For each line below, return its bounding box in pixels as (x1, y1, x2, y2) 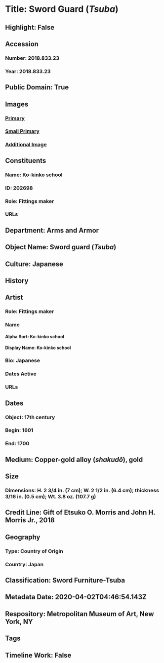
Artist (5, 293, 23, 302)
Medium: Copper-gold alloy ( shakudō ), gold (5, 455, 143, 464)
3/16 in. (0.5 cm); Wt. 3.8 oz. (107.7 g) (5, 493, 96, 500)
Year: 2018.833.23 (5, 68, 51, 75)
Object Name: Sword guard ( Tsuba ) (5, 243, 117, 251)
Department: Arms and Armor (5, 226, 99, 234)
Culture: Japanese (5, 260, 63, 268)
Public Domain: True (5, 83, 69, 92)
